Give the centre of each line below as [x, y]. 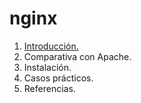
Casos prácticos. [58, 78]
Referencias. [49, 88]
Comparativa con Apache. [77, 56]
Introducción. [51, 46]
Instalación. [47, 67]
